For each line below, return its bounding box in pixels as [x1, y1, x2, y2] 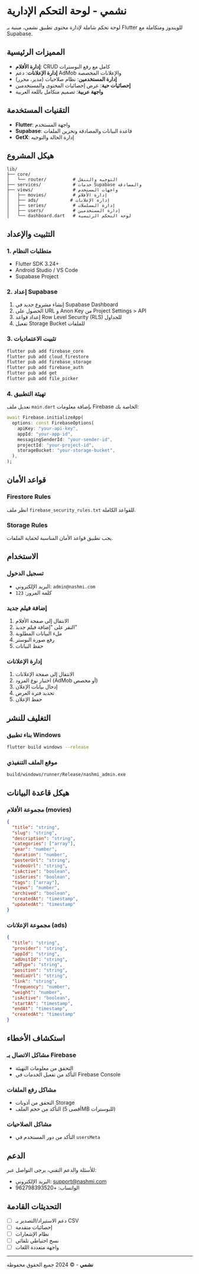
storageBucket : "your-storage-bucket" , [17, 448, 116, 453]
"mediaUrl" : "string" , [12, 973, 68, 979]
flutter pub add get [6, 370, 58, 377]
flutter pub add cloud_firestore [6, 353, 89, 359]
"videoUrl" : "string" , [12, 863, 68, 868]
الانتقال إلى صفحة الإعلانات [15, 671, 74, 678]
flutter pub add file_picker [6, 376, 79, 382]
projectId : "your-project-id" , [17, 442, 94, 448]
